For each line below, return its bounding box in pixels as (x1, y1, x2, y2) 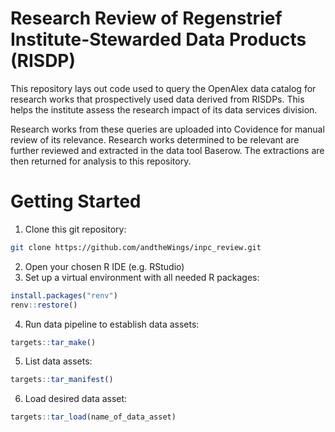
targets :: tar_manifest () (10, 375, 114, 385)
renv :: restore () (10, 300, 78, 310)
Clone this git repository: (24, 223, 127, 235)
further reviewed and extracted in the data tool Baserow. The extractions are (10, 144, 325, 156)
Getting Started (10, 190, 142, 213)
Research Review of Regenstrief (10, 7, 283, 30)
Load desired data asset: (24, 393, 128, 405)
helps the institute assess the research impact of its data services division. (10, 103, 318, 116)
